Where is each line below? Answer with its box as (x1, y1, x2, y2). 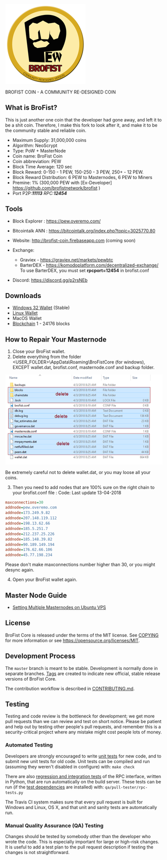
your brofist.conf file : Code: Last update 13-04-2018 (12, 489, 121, 495)
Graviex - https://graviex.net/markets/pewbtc (19, 256, 113, 262)
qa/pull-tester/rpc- (104, 784, 148, 790)
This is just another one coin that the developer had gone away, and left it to (5, 116, 162, 122)
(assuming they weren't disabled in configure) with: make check (5, 763, 135, 769)
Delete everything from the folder (12, 354, 81, 360)
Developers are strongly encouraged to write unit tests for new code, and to (5, 753, 161, 759)
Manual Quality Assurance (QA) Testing (5, 822, 104, 829)
